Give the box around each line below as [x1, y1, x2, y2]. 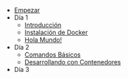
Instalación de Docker [24, 28, 88, 36]
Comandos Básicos [24, 50, 81, 59]
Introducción [24, 21, 62, 29]
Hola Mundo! [24, 36, 62, 44]
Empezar [13, 6, 40, 14]
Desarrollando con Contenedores [24, 58, 121, 66]
